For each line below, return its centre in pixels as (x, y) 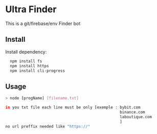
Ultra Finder (31, 9)
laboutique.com (136, 117)
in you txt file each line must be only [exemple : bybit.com (73, 108)
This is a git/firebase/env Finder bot (43, 23)
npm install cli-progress (38, 71)
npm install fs (26, 61)
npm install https (30, 66)
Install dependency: (26, 51)
